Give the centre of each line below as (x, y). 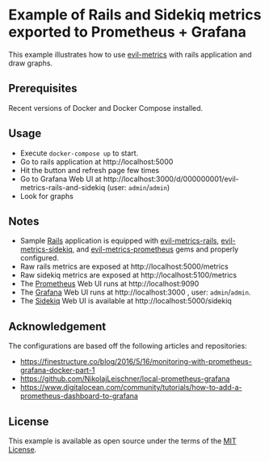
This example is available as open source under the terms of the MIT (122, 441)
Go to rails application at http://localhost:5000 (97, 161)
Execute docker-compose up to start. (79, 153)
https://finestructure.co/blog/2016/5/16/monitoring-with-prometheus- (136, 362)
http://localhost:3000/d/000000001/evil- (172, 179)
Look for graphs (47, 196)
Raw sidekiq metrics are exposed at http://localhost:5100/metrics (128, 275)
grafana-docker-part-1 (57, 371)
